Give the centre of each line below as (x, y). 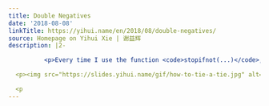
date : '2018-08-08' (41, 23)
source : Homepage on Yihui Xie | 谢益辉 (75, 38)
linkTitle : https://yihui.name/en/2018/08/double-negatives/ (112, 31)
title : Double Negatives (50, 16)
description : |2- (37, 46)
